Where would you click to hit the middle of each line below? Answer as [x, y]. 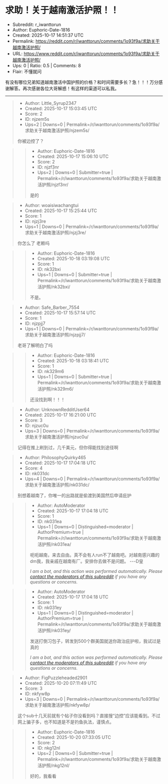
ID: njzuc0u [37, 425]
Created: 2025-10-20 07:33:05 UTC [74, 737]
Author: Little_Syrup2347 [50, 103]
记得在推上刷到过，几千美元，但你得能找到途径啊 [68, 447]
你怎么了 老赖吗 [33, 243]
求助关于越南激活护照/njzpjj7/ [55, 334]
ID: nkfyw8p [37, 694]
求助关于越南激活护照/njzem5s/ [57, 130]
